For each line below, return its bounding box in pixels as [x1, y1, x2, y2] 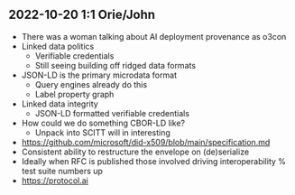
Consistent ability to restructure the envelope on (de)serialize [21, 146, 250, 157]
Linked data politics [21, 41, 95, 51]
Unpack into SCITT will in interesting [34, 126, 171, 138]
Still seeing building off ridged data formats [34, 60, 196, 70]
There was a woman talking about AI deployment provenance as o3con [21, 31, 287, 42]
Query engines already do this [34, 79, 148, 89]
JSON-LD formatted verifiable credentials [34, 107, 190, 118]
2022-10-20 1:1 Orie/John [8, 7, 155, 23]
